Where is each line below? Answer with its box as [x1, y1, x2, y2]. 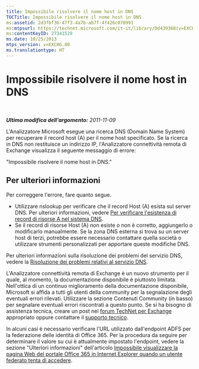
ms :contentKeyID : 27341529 [6, 31, 73, 37]
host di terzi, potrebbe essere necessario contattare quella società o [14, 234, 182, 241]
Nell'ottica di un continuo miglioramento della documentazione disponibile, [6, 282, 188, 289]
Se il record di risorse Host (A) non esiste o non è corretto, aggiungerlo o [14, 222, 193, 229]
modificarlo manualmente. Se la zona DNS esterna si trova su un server [14, 227, 190, 235]
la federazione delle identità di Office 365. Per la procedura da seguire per [6, 331, 188, 338]
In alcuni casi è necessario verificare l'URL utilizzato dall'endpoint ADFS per [6, 325, 191, 332]
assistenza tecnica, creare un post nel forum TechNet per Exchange [6, 307, 172, 315]
